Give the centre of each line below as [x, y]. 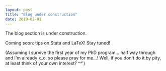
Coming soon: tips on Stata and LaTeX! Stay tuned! [58, 43]
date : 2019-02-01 [23, 19]
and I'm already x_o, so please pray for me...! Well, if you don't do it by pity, [83, 58]
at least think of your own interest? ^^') [45, 63]
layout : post [19, 10]
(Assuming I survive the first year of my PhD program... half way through [80, 52]
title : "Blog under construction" [41, 14]
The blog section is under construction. [46, 33]
